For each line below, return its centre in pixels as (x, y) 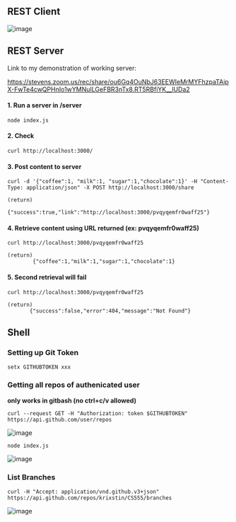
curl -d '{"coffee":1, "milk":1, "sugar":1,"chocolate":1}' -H (102, 182)
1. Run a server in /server (45, 105)
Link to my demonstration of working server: (72, 68)
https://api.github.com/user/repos (60, 419)
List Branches (31, 477)
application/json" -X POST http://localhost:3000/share (110, 188)
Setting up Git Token (43, 352)
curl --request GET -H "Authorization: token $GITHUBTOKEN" (98, 413)
